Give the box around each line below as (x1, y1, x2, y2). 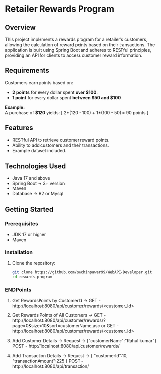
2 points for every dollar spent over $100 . (12, 89, 98, 95)
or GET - (101, 323, 119, 329)
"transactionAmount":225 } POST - (12, 358, 84, 364)
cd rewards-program (12, 274, 53, 280)
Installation (5, 249, 33, 256)
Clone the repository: (12, 260, 56, 266)
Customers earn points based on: (5, 79, 73, 85)
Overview (5, 23, 36, 32)
